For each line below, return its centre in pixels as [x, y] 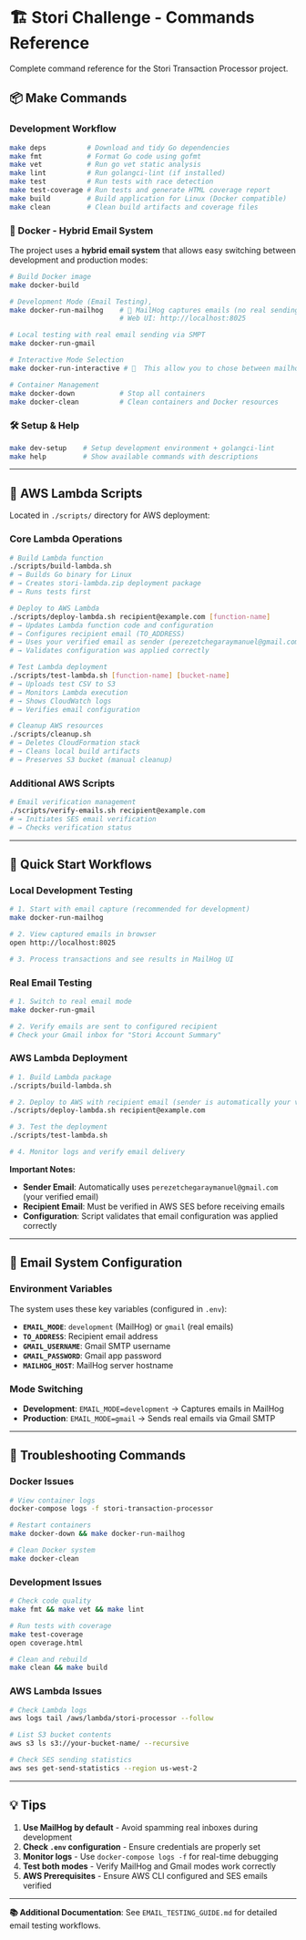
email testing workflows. [56, 1925]
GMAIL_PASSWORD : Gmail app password [92, 1356]
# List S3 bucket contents [61, 1735]
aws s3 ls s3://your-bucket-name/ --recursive [99, 1744]
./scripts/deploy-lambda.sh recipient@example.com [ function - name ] [140, 616]
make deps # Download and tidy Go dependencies [120, 148]
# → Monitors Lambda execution [69, 692]
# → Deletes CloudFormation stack [75, 743]
